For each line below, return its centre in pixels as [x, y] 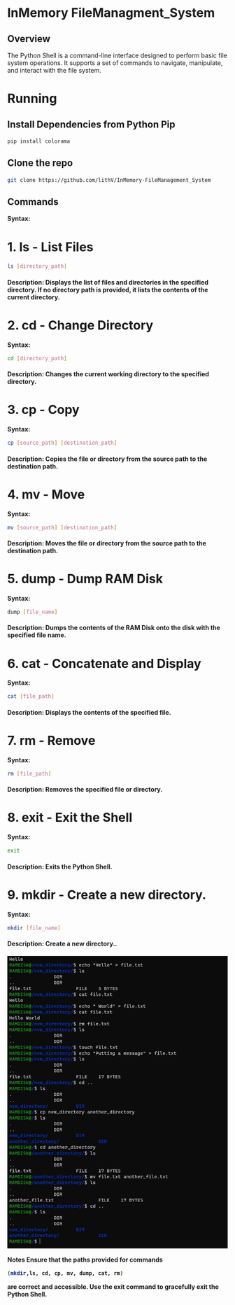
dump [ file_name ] [33, 612]
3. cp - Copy [43, 410]
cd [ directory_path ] [37, 358]
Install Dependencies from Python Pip [91, 124]
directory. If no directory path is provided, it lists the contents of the [108, 290]
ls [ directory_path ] [37, 266]
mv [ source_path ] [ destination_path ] [62, 527]
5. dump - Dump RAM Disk [85, 579]
